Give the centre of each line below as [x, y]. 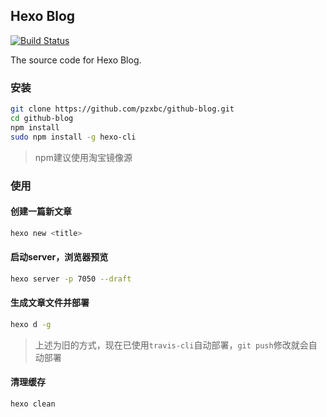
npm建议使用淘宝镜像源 [83, 157]
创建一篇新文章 [41, 211]
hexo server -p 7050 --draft [71, 279]
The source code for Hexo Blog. [76, 60]
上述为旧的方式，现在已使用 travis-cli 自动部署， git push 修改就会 [171, 345]
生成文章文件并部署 [50, 303]
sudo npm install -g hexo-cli [73, 137]
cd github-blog [42, 118]
